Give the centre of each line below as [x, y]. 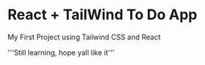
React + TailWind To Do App [102, 15]
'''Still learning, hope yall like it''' [61, 52]
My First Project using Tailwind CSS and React [84, 37]
